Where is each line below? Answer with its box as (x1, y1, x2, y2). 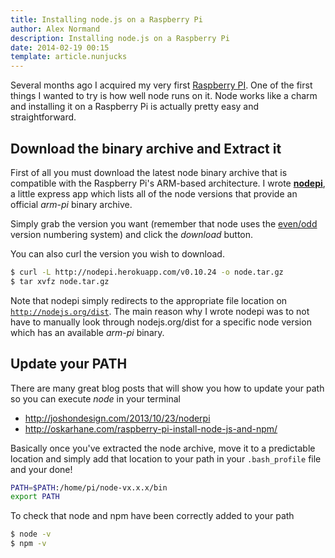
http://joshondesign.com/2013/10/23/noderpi (24, 412, 211, 424)
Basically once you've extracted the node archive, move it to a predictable (10, 442, 316, 454)
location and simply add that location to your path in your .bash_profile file (10, 452, 322, 465)
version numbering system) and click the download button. (10, 228, 254, 240)
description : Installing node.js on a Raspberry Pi (10, 33, 230, 43)
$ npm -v (10, 539, 47, 549)
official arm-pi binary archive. (10, 198, 133, 210)
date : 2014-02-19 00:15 (10, 42, 110, 53)
